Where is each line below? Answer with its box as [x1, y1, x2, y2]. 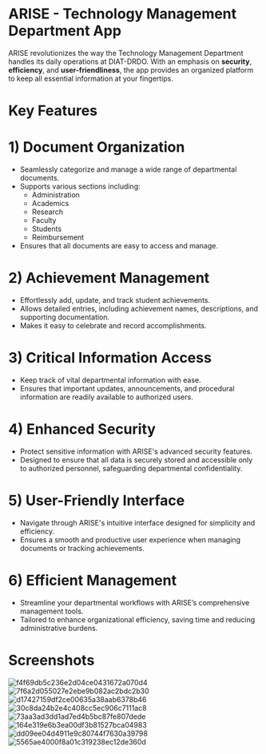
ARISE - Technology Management [8, 5, 237, 23]
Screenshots [8, 651, 95, 669]
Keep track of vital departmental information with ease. [19, 375, 201, 384]
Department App [8, 22, 122, 40]
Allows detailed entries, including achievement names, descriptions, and [19, 304, 258, 313]
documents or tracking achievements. [19, 543, 145, 553]
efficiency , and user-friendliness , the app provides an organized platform [8, 65, 254, 74]
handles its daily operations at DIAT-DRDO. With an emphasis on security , [8, 57, 252, 66]
